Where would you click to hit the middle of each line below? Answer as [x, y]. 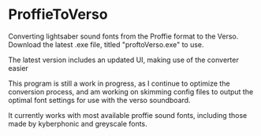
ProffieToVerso [58, 15]
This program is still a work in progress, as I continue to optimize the [119, 83]
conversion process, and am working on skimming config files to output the [131, 91]
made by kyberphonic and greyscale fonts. [78, 123]
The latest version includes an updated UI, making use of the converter [123, 60]
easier [19, 68]
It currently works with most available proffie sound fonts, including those [128, 115]
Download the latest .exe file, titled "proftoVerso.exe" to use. [106, 44]
